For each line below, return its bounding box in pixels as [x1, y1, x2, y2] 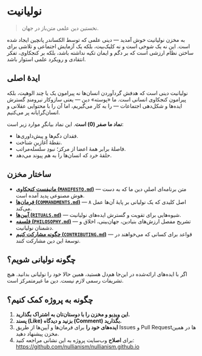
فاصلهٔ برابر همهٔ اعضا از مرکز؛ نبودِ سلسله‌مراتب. [15, 145, 126, 152]
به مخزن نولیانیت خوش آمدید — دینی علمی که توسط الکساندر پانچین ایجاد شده [7, 36, 186, 43]
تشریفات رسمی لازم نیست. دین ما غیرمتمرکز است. [7, 277, 124, 284]
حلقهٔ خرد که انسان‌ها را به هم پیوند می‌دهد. [15, 151, 112, 159]
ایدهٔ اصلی [7, 73, 40, 83]
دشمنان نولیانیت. [15, 224, 54, 231]
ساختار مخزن [7, 169, 52, 180]
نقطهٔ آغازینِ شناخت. [15, 139, 62, 146]
